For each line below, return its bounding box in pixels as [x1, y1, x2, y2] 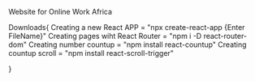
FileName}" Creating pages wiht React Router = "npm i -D [8, 32, 202, 40]
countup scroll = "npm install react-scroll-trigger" [8, 49, 175, 58]
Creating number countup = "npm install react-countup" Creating [28, 40, 247, 49]
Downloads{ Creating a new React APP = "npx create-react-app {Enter [8, 23, 245, 32]
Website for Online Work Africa [8, 7, 112, 16]
